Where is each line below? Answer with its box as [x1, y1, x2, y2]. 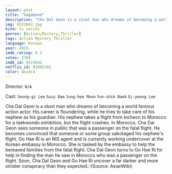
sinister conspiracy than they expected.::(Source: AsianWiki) [5, 163, 133, 169]
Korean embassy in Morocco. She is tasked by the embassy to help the [5, 141, 155, 147]
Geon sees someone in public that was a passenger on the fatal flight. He [5, 125, 160, 131]
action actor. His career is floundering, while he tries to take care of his [5, 108, 155, 115]
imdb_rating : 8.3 [5, 50, 42, 55]
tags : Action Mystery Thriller [5, 36, 72, 41]
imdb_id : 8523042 [5, 60, 42, 65]
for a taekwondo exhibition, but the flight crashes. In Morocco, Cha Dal [5, 120, 155, 125]
